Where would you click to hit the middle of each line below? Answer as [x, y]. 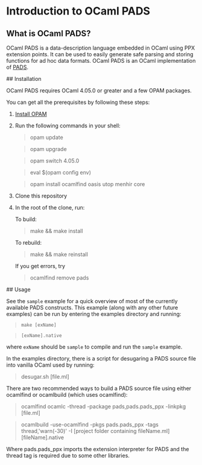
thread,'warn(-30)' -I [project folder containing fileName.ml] [95, 431]
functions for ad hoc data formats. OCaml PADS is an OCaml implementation [101, 61]
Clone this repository [41, 196]
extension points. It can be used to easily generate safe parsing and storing [100, 54]
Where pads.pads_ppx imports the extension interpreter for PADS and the [98, 449]
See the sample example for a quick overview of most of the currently [92, 301]
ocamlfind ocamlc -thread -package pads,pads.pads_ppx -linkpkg [103, 406]
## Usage [19, 289]
